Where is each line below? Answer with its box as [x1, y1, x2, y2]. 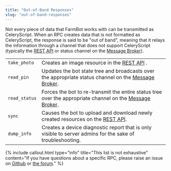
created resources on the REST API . [41, 115, 127, 122]
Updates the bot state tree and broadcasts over [41, 67, 155, 74]
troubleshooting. [41, 136, 81, 144]
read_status [8, 95, 37, 101]
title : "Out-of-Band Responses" [5, 7, 74, 13]
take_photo [8, 59, 34, 65]
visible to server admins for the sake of [41, 130, 135, 137]
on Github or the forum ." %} [5, 160, 64, 166]
